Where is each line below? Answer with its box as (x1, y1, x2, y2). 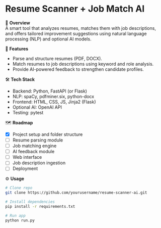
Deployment (12, 165, 38, 172)
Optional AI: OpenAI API (12, 104, 62, 110)
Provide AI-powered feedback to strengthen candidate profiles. (12, 66, 144, 72)
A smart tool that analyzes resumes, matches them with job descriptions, (5, 25, 156, 31)
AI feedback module (12, 149, 55, 155)
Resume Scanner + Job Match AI (5, 3, 145, 15)
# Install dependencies (5, 199, 55, 205)
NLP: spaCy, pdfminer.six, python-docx (12, 93, 95, 99)
